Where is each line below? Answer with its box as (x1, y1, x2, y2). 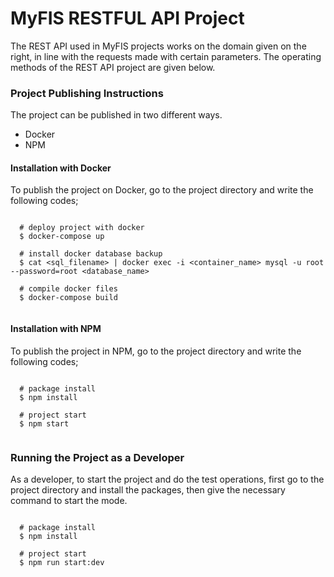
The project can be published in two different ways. (10, 109, 223, 121)
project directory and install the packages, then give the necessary (10, 483, 286, 496)
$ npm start (19, 418, 70, 429)
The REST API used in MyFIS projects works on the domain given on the (10, 40, 307, 52)
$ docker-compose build (19, 293, 118, 303)
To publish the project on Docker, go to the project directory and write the (10, 184, 314, 196)
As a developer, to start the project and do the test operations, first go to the (10, 473, 325, 485)
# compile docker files (19, 284, 118, 294)
